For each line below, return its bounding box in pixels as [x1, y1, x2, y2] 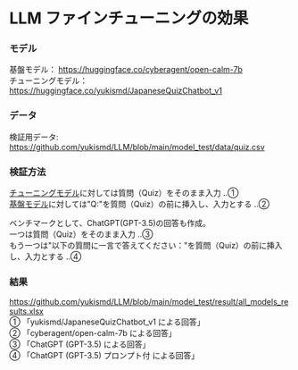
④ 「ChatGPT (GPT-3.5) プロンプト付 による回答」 [9, 350, 200, 361]
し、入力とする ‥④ [9, 251, 82, 262]
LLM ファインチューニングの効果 [9, 8, 249, 29]
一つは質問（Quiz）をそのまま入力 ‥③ [9, 229, 153, 240]
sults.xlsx [9, 306, 45, 317]
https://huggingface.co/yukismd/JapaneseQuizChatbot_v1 [9, 86, 223, 97]
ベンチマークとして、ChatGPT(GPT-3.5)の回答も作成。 [9, 218, 211, 229]
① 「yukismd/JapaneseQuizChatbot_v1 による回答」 [9, 316, 205, 327]
